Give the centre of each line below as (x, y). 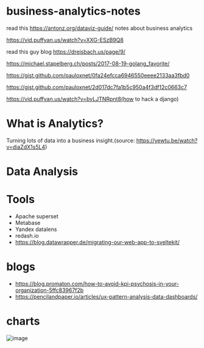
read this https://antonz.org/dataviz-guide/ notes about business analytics (100, 28)
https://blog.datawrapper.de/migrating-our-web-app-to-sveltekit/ (97, 242)
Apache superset (37, 216)
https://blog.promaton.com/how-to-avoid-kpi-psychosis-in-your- (97, 283)
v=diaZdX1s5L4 (26, 147)
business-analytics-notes (74, 11)
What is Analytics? (55, 124)
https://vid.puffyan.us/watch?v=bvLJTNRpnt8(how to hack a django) (93, 99)
